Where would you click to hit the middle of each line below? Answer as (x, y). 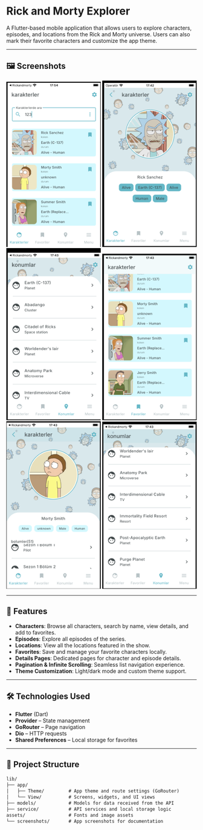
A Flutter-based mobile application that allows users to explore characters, (99, 28)
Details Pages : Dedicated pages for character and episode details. (98, 658)
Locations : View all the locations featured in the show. (82, 645)
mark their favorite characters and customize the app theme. (82, 41)
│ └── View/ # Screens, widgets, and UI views (81, 797)
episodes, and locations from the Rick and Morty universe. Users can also (98, 34)
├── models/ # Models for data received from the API (90, 803)
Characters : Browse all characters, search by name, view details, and (102, 626)
